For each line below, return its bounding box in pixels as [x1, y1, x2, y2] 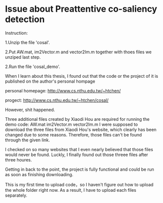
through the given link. [5, 137, 50, 143]
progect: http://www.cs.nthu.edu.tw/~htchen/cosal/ [5, 97, 109, 103]
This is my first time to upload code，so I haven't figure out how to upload [5, 181, 154, 187]
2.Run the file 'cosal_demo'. [5, 64, 60, 69]
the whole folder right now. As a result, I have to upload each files [5, 187, 136, 193]
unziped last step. [5, 54, 41, 60]
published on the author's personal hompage [5, 78, 95, 84]
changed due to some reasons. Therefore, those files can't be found [5, 132, 142, 137]
